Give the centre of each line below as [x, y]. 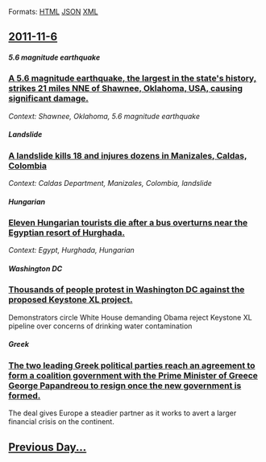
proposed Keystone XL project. [71, 299]
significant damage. [48, 98]
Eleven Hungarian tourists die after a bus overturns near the [128, 223]
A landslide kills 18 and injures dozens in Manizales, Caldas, [128, 155]
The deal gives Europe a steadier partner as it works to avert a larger [123, 413]
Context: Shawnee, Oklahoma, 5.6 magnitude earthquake [104, 116]
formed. [25, 395]
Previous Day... [48, 447]
